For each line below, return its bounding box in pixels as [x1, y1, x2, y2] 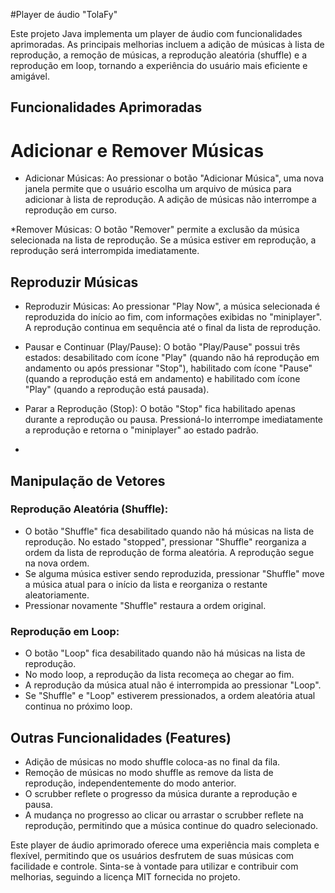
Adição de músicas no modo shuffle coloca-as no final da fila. [24, 755, 281, 768]
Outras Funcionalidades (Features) [10, 729, 232, 746]
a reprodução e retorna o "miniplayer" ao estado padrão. [24, 424, 259, 436]
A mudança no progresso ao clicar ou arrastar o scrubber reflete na [24, 809, 304, 821]
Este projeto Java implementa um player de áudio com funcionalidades [10, 28, 303, 39]
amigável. [10, 70, 50, 82]
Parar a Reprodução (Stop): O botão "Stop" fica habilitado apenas [24, 403, 297, 415]
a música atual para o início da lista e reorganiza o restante [24, 578, 268, 590]
